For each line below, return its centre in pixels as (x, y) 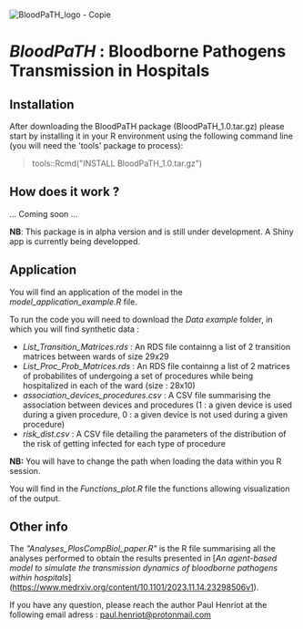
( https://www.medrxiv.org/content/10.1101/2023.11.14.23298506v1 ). (134, 587)
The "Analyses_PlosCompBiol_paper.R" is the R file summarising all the (142, 549)
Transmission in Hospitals (110, 71)
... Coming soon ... (44, 213)
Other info (39, 527)
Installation (42, 104)
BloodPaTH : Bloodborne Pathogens (148, 52)
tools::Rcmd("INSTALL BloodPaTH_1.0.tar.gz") (117, 163)
